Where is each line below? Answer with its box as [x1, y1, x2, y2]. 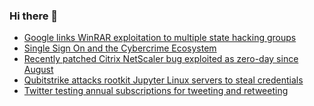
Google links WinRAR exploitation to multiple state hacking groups [23, 32, 297, 44]
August [23, 64, 54, 76]
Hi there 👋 [9, 9, 59, 23]
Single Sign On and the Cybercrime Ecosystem [23, 42, 217, 54]
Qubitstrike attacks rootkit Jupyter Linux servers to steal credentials [23, 74, 304, 86]
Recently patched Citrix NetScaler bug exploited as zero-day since [23, 53, 299, 65]
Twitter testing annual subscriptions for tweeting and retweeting [23, 85, 289, 97]
